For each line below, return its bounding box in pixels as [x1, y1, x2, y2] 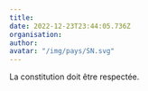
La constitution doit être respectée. [9, 71, 140, 82]
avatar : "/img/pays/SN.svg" [9, 47, 116, 56]
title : [9, 13, 34, 23]
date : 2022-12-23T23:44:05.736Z [9, 22, 131, 31]
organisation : [9, 30, 63, 39]
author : [9, 38, 39, 48]
